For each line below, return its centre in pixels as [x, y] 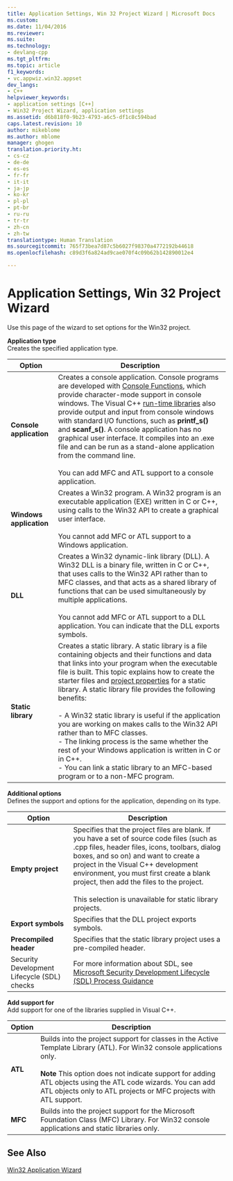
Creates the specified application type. [62, 348]
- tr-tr [18, 220]
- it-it [18, 182]
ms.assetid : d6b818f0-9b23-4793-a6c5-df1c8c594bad [82, 117]
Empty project [35, 869]
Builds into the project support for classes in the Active [129, 1038]
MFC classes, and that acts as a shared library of [137, 582]
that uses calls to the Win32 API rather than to [133, 573]
